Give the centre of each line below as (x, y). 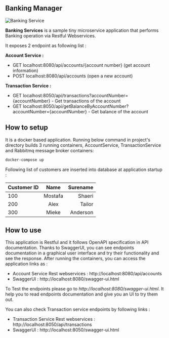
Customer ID (23, 187)
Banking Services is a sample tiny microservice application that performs (82, 30)
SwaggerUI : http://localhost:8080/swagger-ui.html (66, 279)
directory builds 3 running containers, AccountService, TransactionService (83, 145)
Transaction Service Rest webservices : (54, 319)
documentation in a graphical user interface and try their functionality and (82, 253)
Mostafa (53, 196)
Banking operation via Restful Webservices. (51, 35)
